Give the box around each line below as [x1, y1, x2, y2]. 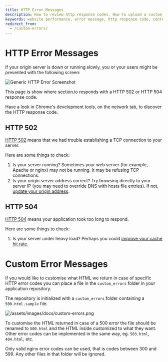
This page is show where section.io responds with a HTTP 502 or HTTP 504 [5, 89, 162, 95]
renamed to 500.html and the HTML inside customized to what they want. [5, 325, 156, 331]
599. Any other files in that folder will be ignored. [5, 351, 106, 357]
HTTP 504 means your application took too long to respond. [5, 216, 129, 222]
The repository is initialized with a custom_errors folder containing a [5, 295, 144, 301]
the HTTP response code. [5, 109, 58, 115]
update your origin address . [12, 188, 70, 194]
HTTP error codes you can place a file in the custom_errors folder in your [5, 280, 155, 286]
